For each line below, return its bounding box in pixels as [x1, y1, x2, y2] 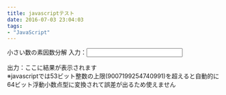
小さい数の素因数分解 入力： [7, 48, 87, 56]
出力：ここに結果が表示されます [7, 64, 97, 72]
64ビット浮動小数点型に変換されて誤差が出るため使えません [7, 81, 176, 89]
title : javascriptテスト [7, 9, 75, 17]
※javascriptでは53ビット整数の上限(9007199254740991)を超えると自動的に [7, 72, 220, 80]
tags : [7, 22, 23, 29]
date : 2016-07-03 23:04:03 [7, 16, 84, 23]
